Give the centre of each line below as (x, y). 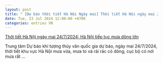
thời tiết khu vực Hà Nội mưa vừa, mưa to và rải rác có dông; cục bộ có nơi (79, 51)
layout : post (18, 9)
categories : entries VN (29, 23)
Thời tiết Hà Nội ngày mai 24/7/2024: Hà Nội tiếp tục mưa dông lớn (72, 37)
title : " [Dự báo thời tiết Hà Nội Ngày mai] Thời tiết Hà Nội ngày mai (80, 14)
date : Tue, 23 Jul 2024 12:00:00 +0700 (45, 18)
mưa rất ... (15, 57)
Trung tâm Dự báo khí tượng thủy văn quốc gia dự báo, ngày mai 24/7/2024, (81, 46)
